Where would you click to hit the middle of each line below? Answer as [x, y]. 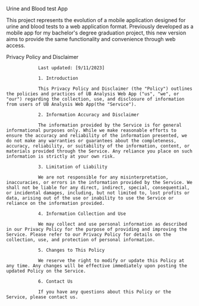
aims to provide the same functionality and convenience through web [91, 39]
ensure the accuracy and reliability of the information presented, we [97, 136]
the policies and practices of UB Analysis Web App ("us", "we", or [93, 94]
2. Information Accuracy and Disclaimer [89, 115]
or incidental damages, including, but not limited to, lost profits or [98, 193]
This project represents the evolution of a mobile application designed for [96, 20]
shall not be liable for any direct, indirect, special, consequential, [98, 188]
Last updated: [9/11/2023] [71, 68]
